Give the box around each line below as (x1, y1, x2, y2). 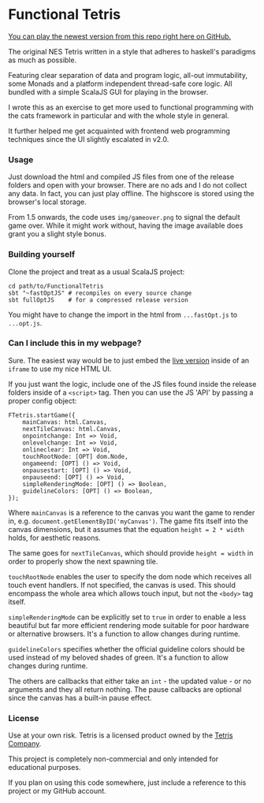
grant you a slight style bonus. (8, 229, 106, 239)
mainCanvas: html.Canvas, (22, 418, 108, 426)
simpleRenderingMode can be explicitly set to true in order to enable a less (8, 612, 247, 622)
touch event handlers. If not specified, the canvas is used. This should (8, 580, 236, 589)
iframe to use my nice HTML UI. (8, 364, 112, 374)
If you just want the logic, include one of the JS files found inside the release (8, 379, 257, 388)
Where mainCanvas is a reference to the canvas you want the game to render (8, 507, 255, 517)
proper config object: (8, 396, 77, 405)
